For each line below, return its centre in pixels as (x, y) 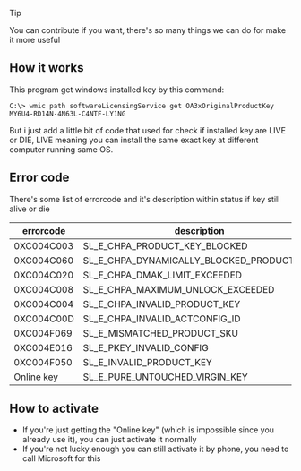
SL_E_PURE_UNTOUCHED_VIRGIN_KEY (165, 377)
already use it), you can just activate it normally (109, 440)
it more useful (35, 40)
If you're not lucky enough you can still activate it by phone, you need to (155, 449)
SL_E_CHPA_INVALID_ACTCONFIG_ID (162, 319)
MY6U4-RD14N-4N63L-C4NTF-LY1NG (68, 114)
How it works (47, 68)
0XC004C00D (44, 319)
